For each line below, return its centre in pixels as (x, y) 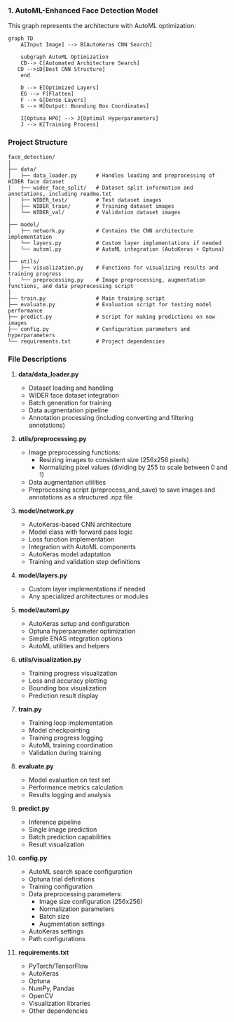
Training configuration (61, 886)
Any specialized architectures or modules (89, 596)
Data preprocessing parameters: (75, 893)
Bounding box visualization (68, 688)
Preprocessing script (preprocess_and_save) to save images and (122, 490)
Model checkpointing (59, 730)
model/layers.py (42, 575)
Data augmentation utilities (67, 482)
